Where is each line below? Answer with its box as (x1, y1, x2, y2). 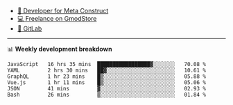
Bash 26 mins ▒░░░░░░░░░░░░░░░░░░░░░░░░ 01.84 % (7, 91, 207, 98)
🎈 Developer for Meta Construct (17, 7, 109, 15)
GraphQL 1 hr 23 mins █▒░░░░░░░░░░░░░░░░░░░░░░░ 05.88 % (7, 73, 207, 80)
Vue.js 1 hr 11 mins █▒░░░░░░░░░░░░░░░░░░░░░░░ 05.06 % (7, 79, 207, 86)
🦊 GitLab (17, 24, 42, 33)
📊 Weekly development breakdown (7, 45, 112, 53)
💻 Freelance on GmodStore (17, 15, 97, 22)
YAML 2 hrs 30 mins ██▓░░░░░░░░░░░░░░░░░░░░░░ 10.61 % (7, 67, 207, 74)
